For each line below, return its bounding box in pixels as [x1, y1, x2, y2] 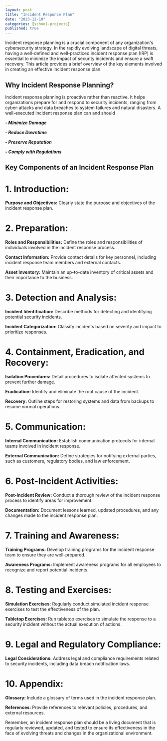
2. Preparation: [5, 223, 68, 234]
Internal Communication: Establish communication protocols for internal [5, 438, 155, 444]
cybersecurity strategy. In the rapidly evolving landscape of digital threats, [5, 45, 158, 51]
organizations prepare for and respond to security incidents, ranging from [5, 99, 157, 105]
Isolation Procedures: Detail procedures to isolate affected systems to [5, 374, 151, 380]
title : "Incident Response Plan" [5, 12, 75, 17]
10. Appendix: [5, 678, 64, 689]
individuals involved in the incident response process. [5, 245, 116, 251]
